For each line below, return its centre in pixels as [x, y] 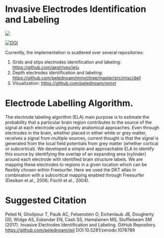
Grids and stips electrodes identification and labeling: [67, 62]
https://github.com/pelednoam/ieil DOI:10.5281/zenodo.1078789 [70, 230]
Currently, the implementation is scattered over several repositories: [74, 52]
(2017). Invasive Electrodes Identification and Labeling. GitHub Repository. [81, 225]
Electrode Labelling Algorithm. [69, 103]
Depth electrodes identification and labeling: [57, 73]
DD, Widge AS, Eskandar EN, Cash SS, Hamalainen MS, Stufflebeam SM [79, 219]
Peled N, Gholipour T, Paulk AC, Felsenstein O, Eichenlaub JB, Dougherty [80, 214]
